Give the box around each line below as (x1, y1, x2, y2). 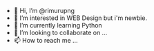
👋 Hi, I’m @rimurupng (13, 7, 75, 14)
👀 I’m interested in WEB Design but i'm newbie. (13, 14, 147, 22)
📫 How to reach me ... (13, 37, 78, 44)
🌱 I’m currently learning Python (13, 21, 102, 29)
